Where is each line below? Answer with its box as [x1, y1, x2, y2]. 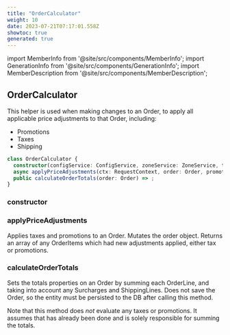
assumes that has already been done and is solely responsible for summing [7, 314, 220, 322]
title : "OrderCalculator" [7, 10, 81, 17]
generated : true [7, 36, 53, 43]
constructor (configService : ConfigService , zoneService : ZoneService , [13, 162, 219, 169]
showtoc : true [7, 29, 48, 36]
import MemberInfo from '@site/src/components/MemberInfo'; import [7, 54, 205, 62]
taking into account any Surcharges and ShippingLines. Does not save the [7, 286, 216, 294]
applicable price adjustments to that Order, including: [7, 114, 157, 122]
